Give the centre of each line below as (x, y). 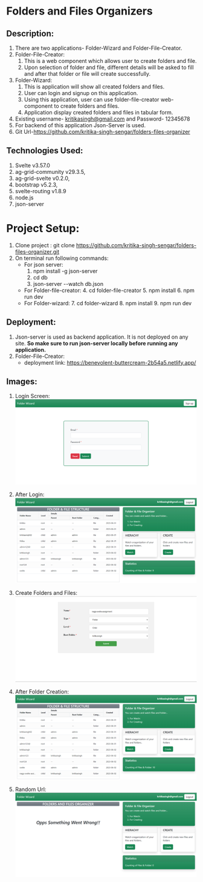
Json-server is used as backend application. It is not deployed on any (101, 337)
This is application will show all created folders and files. (94, 87)
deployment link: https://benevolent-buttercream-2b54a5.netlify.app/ (110, 362)
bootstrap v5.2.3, (36, 184)
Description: (30, 34)
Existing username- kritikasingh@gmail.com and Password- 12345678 (102, 119)
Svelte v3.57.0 (32, 165)
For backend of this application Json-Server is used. (80, 125)
